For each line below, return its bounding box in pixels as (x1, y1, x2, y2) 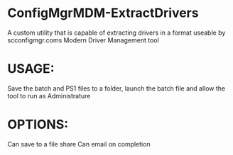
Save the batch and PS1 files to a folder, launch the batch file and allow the (7, 84, 226, 93)
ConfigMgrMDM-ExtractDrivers (7, 5, 199, 21)
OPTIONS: (7, 117, 69, 132)
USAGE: (7, 61, 55, 77)
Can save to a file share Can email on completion (7, 139, 151, 148)
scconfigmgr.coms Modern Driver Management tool (7, 35, 160, 44)
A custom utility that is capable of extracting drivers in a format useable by (7, 28, 226, 37)
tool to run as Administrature (7, 91, 91, 100)
